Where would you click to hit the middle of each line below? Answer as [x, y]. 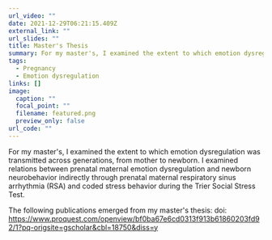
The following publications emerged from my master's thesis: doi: [118, 210]
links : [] [25, 83]
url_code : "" [30, 128]
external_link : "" [39, 31]
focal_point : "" [43, 106]
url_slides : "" [34, 38]
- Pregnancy [36, 69]
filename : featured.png [55, 114]
